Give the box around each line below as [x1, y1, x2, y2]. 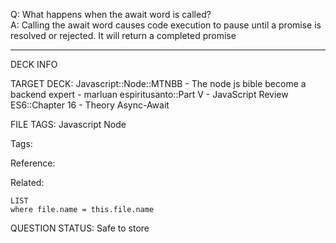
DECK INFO [10, 59, 58, 70]
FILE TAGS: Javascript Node [10, 119, 127, 130]
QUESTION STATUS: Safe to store [10, 222, 150, 234]
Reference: [10, 157, 56, 169]
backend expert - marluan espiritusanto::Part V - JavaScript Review [10, 89, 289, 100]
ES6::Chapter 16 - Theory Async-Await [10, 99, 170, 111]
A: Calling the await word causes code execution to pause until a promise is [10, 19, 322, 31]
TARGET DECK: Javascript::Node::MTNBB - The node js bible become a [10, 78, 307, 89]
